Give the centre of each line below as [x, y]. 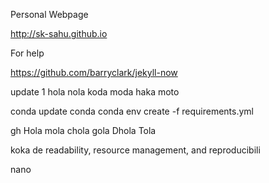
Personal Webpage [49, 14]
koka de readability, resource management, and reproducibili [135, 150]
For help [27, 53]
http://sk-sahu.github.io [59, 33]
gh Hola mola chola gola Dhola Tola [83, 130]
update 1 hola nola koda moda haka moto [95, 92]
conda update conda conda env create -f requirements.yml [132, 111]
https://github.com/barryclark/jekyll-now [94, 72]
